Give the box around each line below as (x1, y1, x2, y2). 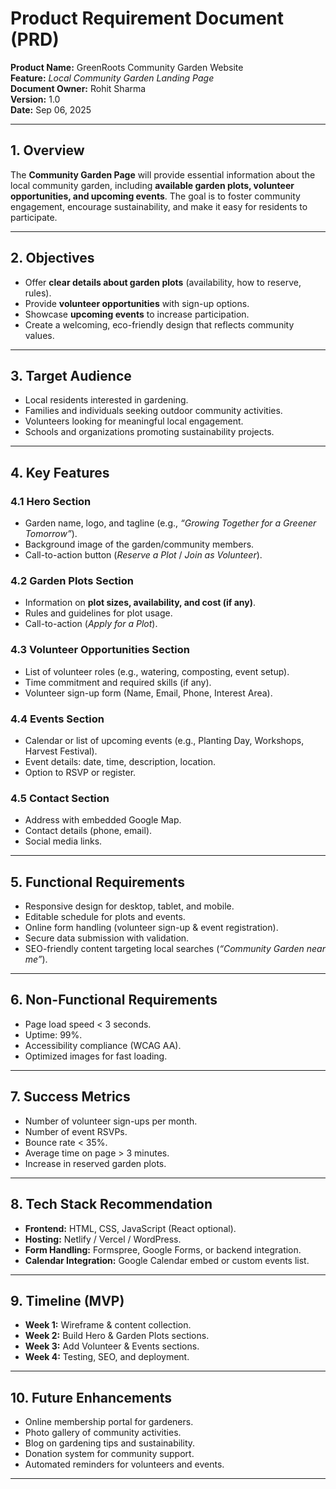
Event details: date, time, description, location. (24, 755, 217, 767)
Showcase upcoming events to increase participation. (24, 308, 250, 320)
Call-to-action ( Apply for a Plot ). (24, 618, 158, 630)
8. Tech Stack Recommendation (10, 1196, 213, 1213)
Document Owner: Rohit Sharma (10, 82, 147, 94)
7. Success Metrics (10, 1088, 131, 1106)
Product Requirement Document (10, 7, 285, 30)
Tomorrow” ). (24, 528, 78, 540)
